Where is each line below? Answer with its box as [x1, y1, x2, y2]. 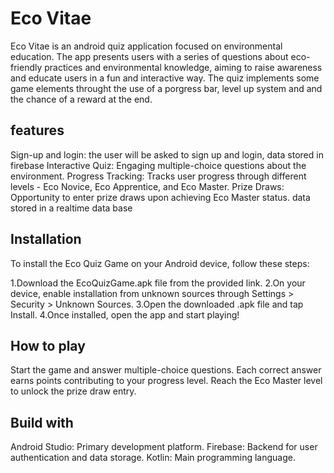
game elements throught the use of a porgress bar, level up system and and [10, 82, 323, 94]
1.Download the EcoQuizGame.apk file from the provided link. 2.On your [10, 277, 306, 289]
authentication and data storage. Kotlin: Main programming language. [10, 452, 296, 464]
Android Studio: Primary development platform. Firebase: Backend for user [10, 441, 318, 453]
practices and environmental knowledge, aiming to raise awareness [44, 61, 323, 73]
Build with [10, 414, 74, 431]
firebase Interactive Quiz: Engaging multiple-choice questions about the [10, 159, 307, 171]
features [10, 122, 65, 139]
